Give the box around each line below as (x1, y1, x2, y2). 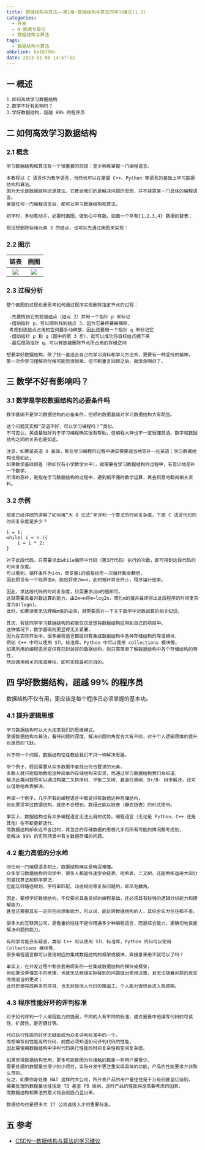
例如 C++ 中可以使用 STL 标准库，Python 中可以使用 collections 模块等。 (6, 639, 180, 646)
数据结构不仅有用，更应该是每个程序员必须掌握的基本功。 (6, 694, 151, 702)
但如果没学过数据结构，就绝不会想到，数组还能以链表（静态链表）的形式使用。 (6, 802, 175, 808)
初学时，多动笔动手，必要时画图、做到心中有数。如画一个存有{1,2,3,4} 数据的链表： (6, 213, 193, 220)
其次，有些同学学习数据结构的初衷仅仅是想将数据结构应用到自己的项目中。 (6, 620, 166, 626)
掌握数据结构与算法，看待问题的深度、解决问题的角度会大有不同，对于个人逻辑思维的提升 (6, 734, 198, 740)
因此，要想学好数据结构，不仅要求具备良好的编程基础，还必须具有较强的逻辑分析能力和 (6, 895, 193, 902)
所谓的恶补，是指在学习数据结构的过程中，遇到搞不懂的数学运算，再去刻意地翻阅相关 (6, 475, 188, 481)
